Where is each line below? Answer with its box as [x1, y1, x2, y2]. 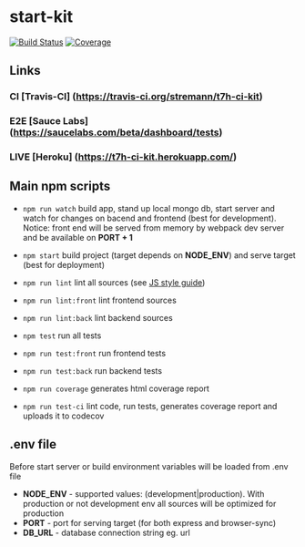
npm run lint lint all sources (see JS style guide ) [22, 276, 206, 288]
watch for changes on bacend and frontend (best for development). [22, 212, 277, 223]
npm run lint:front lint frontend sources [22, 294, 178, 305]
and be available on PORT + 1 [22, 232, 134, 243]
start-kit [9, 6, 74, 27]
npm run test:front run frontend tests [22, 347, 167, 358]
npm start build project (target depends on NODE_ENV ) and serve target [22, 249, 296, 261]
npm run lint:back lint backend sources [22, 312, 173, 323]
